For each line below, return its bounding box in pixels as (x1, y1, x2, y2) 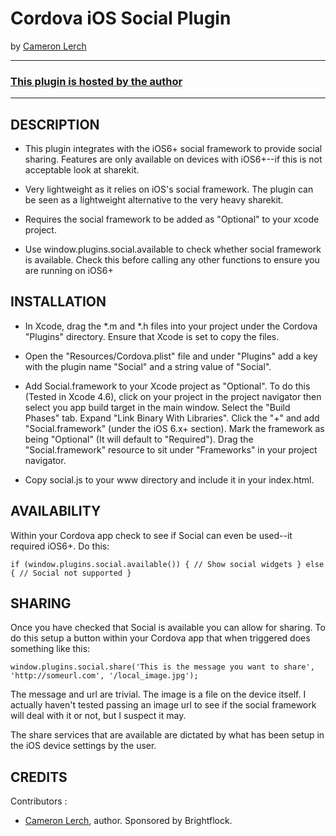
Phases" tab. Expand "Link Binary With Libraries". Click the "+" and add (24, 412, 320, 424)
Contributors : (10, 795, 68, 807)
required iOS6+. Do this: (10, 540, 110, 552)
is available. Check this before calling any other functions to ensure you (24, 254, 320, 266)
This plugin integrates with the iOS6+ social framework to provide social (24, 143, 323, 155)
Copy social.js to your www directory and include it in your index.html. (24, 473, 315, 486)
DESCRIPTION (10, 116, 100, 133)
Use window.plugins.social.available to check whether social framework (24, 243, 322, 256)
